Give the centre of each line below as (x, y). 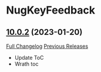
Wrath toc (26, 64)
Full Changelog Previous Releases (47, 46)
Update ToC (29, 58)
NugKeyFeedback (51, 10)
